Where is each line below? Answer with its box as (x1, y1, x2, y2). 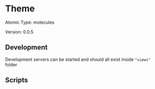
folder (5, 61, 17, 67)
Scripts (5, 76, 28, 85)
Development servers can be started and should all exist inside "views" (5, 56, 151, 62)
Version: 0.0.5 (5, 29, 34, 35)
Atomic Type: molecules (5, 19, 55, 25)
